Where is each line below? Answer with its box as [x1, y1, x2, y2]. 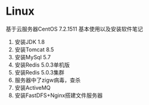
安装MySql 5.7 [14, 53, 51, 60]
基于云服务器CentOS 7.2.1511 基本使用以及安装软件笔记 [6, 25, 143, 32]
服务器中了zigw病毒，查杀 [14, 76, 81, 84]
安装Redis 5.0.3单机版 [14, 61, 70, 68]
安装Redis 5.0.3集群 [14, 68, 65, 76]
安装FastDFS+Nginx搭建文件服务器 [14, 92, 103, 99]
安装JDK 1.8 [14, 38, 45, 45]
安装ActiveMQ [14, 84, 51, 91]
